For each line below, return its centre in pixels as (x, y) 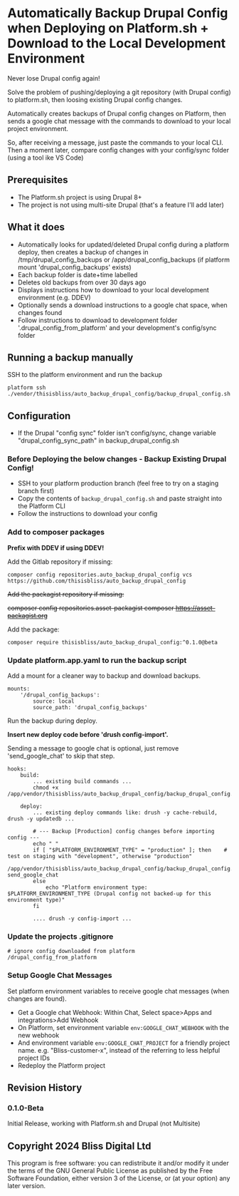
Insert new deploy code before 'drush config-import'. (88, 735)
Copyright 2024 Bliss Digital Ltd (79, 1146)
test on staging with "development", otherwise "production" (100, 857)
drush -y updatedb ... (41, 819)
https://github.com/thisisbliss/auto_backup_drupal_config (97, 581)
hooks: (17, 769)
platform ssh (27, 388)
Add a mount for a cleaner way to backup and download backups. (104, 676)
